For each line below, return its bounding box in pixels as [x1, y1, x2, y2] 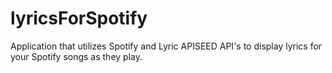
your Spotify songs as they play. [10, 50, 143, 62]
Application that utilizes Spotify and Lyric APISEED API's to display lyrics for [10, 40, 323, 52]
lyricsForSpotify [10, 7, 148, 30]
